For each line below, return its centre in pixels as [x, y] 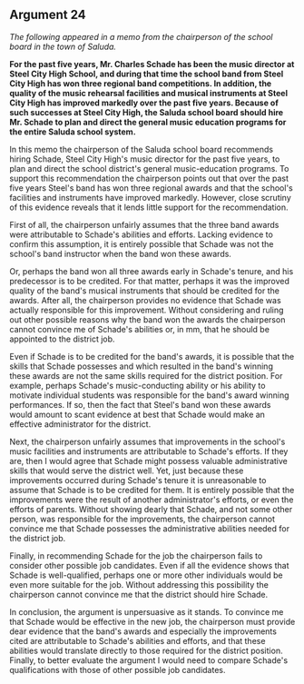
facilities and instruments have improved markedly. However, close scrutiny [151, 197]
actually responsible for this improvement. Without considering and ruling [147, 310]
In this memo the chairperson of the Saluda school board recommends [142, 149]
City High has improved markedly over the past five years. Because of [144, 103]
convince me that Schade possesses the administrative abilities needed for [150, 528]
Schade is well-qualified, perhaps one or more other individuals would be [146, 575]
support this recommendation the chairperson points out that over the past [149, 178]
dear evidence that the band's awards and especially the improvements [143, 631]
